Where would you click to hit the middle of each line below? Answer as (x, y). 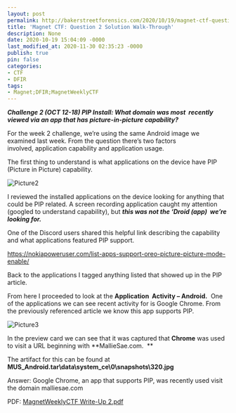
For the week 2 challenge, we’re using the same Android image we (104, 134)
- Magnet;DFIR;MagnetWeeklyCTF (53, 92)
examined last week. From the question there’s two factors (92, 141)
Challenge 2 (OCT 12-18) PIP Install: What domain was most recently (110, 113)
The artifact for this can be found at (59, 360)
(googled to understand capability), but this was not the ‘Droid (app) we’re (117, 212)
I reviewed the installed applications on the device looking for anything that (116, 197)
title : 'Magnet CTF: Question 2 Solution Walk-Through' (91, 27)
